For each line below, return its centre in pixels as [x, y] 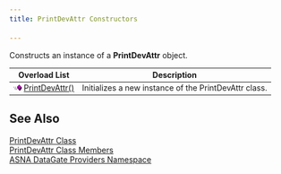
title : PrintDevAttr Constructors [74, 19]
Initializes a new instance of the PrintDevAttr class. [175, 88]
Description [174, 75]
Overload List [43, 75]
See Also [34, 119]
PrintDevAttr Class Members [61, 150]
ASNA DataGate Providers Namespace [81, 159]
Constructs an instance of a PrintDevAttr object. [98, 55]
